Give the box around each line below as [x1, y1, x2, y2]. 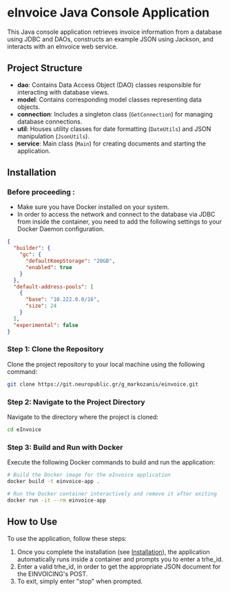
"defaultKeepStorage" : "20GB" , [25, 257, 116, 265]
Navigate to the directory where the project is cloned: [7, 413, 159, 422]
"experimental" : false [13, 322, 79, 328]
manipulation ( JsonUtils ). [17, 132, 90, 140]
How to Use [7, 516, 58, 528]
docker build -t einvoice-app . [7, 478, 100, 485]
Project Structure [7, 62, 83, 74]
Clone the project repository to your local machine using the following [7, 360, 205, 368]
